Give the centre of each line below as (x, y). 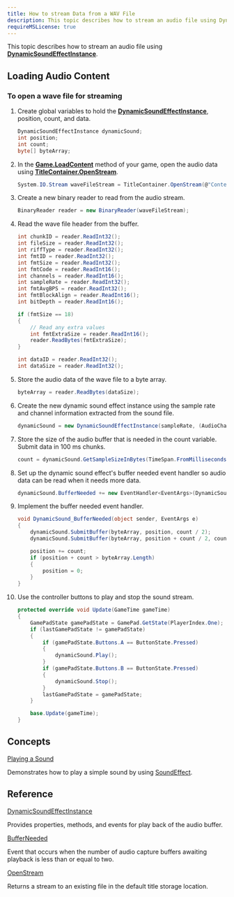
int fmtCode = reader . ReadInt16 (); (69, 269)
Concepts (29, 742)
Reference (30, 794)
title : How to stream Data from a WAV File (71, 14)
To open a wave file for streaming (65, 96)
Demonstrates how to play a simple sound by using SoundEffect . (100, 772)
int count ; (33, 144)
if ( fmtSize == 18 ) (46, 314)
